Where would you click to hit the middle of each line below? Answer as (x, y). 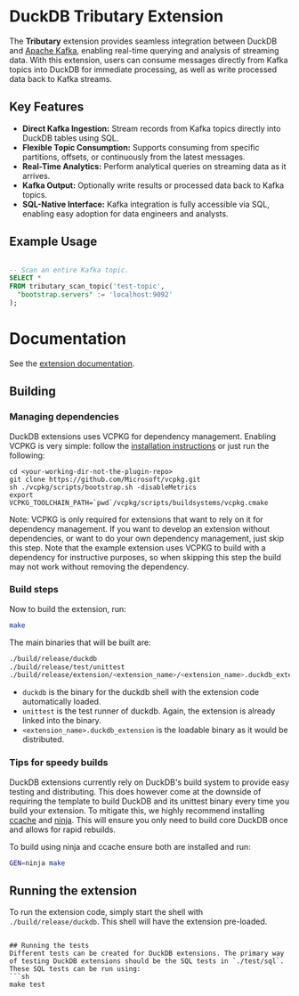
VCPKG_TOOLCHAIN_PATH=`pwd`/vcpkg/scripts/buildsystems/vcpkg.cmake (139, 502)
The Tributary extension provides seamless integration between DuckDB (143, 41)
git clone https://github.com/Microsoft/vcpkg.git (105, 479)
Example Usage (53, 242)
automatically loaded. (61, 702)
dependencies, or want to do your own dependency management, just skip (147, 538)
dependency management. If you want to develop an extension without (140, 528)
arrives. (36, 176)
